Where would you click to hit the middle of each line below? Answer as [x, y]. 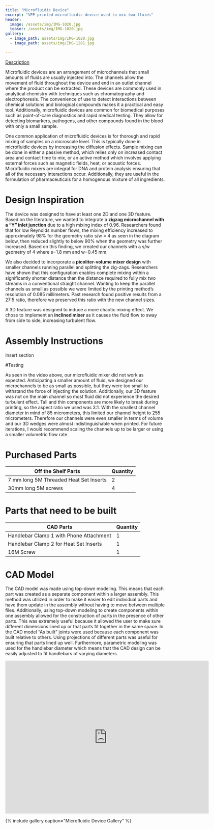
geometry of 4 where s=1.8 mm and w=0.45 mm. [56, 252]
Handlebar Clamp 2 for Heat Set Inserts [55, 544]
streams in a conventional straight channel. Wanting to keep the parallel [80, 283]
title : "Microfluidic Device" [37, 10]
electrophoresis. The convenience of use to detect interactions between [81, 99]
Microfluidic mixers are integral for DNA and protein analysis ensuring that [83, 168]
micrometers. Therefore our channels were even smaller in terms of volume [84, 418]
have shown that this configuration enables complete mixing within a [77, 273]
